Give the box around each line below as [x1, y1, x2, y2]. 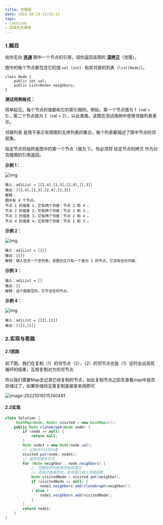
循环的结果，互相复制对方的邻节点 [5, 366, 74, 372]
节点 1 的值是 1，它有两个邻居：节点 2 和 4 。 [5, 203, 91, 208]
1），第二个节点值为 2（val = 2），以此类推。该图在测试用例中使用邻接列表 [5, 113, 153, 119]
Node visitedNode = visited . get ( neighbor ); [31, 475, 121, 480]
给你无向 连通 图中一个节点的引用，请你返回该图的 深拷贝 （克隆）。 [5, 54, 139, 60]
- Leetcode [5, 21, 27, 26]
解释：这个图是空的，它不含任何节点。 [5, 289, 71, 294]
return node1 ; [22, 506, 51, 511]
